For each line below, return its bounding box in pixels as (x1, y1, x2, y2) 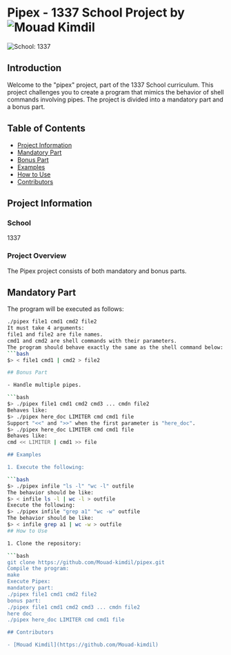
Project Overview (7, 251, 67, 261)
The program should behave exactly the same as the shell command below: (7, 343, 224, 351)
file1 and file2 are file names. (7, 331, 103, 339)
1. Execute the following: (7, 464, 85, 471)
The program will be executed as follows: (7, 305, 124, 313)
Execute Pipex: (7, 578, 51, 585)
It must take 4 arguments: (7, 325, 85, 332)
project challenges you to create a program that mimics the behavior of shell (7, 88, 224, 96)
